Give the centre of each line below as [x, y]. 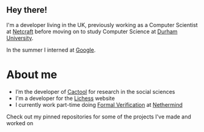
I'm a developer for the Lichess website [65, 98]
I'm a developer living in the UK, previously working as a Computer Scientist [102, 25]
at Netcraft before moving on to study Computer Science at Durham [92, 31]
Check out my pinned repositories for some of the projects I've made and [99, 117]
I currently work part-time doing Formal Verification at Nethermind [99, 104]
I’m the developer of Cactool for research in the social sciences [95, 91]
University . [20, 38]
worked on [20, 123]
